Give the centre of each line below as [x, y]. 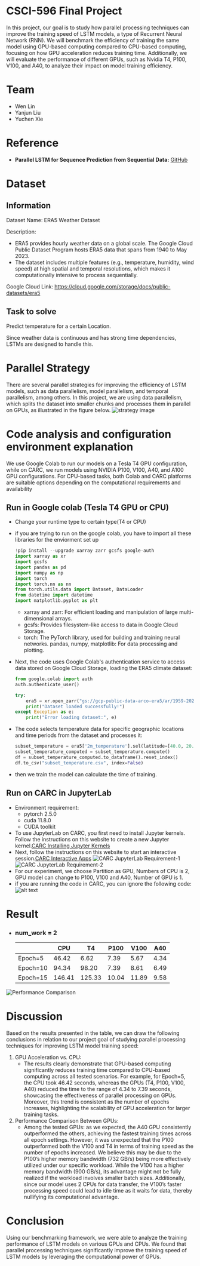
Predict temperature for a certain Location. [59, 326]
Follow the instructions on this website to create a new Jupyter [92, 839]
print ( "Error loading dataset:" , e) [71, 718]
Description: [21, 232]
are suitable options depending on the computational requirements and [93, 483]
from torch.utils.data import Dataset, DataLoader [79, 589]
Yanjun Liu [27, 112]
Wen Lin [25, 106]
